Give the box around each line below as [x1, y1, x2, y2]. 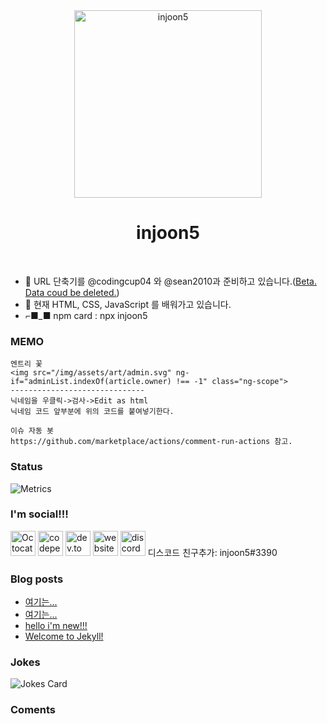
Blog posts [10, 572, 64, 586]
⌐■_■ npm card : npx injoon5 [24, 309, 148, 321]
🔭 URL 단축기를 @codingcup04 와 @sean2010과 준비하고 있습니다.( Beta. [24, 275, 317, 287]
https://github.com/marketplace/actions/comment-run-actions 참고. [10, 437, 293, 447]
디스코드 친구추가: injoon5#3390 [147, 546, 278, 558]
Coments [10, 703, 57, 717]
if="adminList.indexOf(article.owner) [10, 377, 172, 387]
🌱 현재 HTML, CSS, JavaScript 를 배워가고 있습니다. [24, 298, 232, 310]
